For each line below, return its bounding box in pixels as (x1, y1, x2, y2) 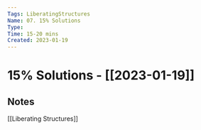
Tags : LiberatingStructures (7, 10, 91, 18)
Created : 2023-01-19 (7, 37, 69, 44)
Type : (7, 23, 23, 31)
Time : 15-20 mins (7, 30, 59, 38)
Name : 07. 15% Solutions (7, 17, 81, 24)
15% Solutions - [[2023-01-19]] (7, 67, 195, 84)
